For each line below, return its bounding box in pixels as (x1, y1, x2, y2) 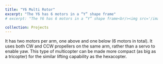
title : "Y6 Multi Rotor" (5, 7, 55, 12)
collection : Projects (5, 25, 49, 30)
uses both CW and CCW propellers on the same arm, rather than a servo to (5, 43, 155, 49)
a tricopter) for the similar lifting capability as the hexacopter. (5, 54, 127, 60)
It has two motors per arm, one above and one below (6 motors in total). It (5, 38, 153, 44)
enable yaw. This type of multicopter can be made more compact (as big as (5, 48, 156, 54)
